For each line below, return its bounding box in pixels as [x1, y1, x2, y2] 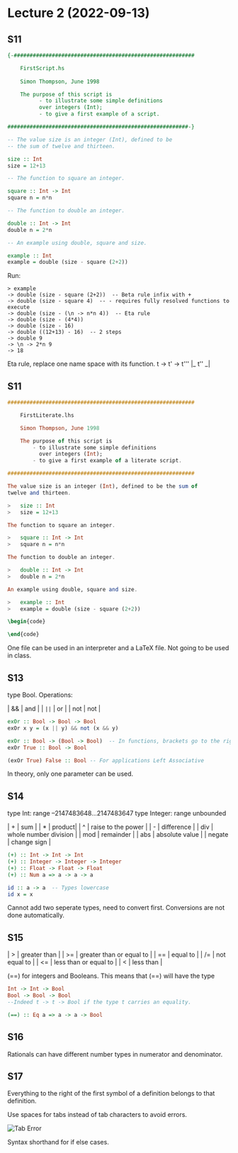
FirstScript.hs [20, 65, 65, 72]
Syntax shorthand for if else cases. [7, 1138, 110, 1147]
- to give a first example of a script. [38, 111, 160, 118]
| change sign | [7, 838, 51, 847]
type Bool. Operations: [7, 691, 73, 699]
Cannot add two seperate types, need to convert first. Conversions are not [7, 903, 225, 912]
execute [7, 303, 30, 311]
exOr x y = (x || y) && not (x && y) [7, 725, 119, 732]
